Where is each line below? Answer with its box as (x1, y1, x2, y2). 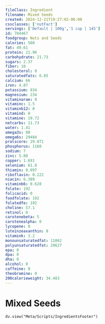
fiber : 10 (5, 64, 26, 69)
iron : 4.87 (5, 83, 28, 88)
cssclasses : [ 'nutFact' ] (5, 21, 58, 27)
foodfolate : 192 (5, 195, 39, 200)
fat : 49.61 (5, 45, 28, 50)
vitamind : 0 (5, 111, 30, 116)
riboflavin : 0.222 (5, 172, 44, 177)
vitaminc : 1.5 (5, 102, 35, 107)
